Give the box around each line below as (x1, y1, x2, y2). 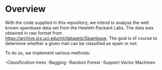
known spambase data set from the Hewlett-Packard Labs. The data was (5, 24, 154, 30)
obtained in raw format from (5, 30, 63, 36)
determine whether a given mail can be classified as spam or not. (5, 40, 138, 46)
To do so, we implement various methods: (5, 50, 90, 56)
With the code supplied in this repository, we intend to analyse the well (5, 20, 149, 25)
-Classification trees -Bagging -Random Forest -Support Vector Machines (5, 59, 156, 65)
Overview (5, 3, 46, 15)
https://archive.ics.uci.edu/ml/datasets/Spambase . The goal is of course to (5, 35, 158, 41)
